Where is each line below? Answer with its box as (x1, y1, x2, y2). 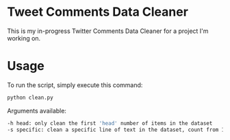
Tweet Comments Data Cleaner (7, 4, 188, 20)
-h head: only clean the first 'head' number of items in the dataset (7, 119, 213, 127)
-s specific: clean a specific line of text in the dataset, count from (7, 126, 219, 133)
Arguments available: (7, 106, 67, 115)
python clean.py (7, 94, 53, 101)
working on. (7, 34, 41, 42)
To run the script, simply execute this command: (7, 80, 143, 89)
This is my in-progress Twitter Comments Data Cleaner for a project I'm (7, 27, 209, 35)
